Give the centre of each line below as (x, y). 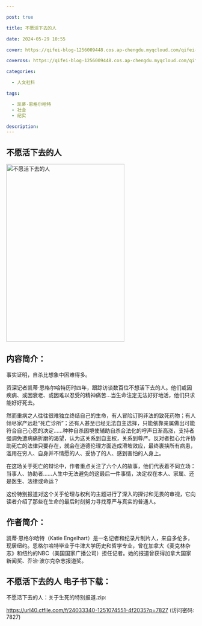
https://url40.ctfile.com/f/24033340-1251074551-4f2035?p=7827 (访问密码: (100, 610)
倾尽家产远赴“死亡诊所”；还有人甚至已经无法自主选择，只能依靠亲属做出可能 (101, 423)
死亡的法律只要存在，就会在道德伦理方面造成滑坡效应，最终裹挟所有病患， (103, 446)
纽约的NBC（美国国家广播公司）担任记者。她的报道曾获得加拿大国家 (106, 553)
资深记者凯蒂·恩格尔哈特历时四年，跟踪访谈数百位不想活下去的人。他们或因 (99, 388)
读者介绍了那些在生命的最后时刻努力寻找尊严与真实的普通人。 (83, 501)
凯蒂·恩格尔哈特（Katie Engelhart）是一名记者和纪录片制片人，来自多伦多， (100, 538)
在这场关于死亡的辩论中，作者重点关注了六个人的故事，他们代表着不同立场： (101, 466)
